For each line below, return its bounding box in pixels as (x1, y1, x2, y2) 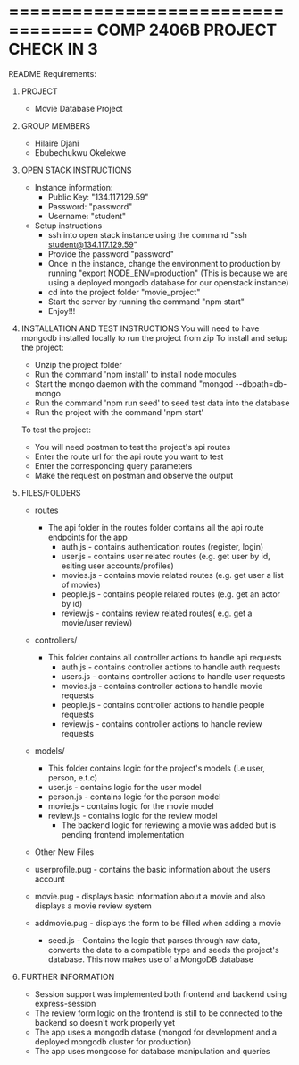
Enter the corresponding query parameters (34, 460, 193, 471)
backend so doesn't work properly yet (34, 1017, 176, 1027)
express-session (34, 998, 96, 1009)
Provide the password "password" (47, 248, 175, 260)
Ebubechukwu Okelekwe (34, 147, 127, 158)
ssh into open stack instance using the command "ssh (47, 229, 247, 240)
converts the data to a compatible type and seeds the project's (47, 944, 279, 955)
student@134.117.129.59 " (47, 239, 137, 250)
